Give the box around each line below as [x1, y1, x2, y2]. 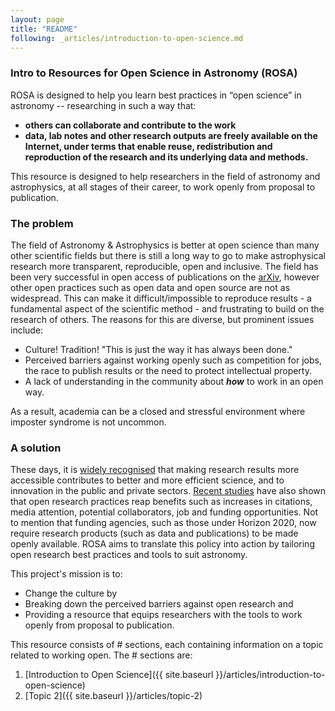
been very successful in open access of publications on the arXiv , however [10, 271, 320, 283]
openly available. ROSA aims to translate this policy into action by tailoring [10, 538, 315, 550]
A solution [10, 441, 62, 455]
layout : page [10, 14, 65, 25]
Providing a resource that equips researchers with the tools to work [24, 609, 303, 621]
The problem [10, 216, 74, 230]
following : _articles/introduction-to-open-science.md [10, 33, 244, 43]
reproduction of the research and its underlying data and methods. [24, 151, 309, 163]
